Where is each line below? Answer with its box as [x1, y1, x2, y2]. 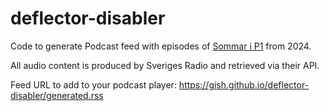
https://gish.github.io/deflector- [178, 78, 310, 91]
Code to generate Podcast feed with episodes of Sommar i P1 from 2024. [10, 40, 312, 52]
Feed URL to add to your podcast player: [10, 78, 177, 91]
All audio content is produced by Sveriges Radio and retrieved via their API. [10, 59, 320, 71]
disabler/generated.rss [10, 89, 104, 101]
